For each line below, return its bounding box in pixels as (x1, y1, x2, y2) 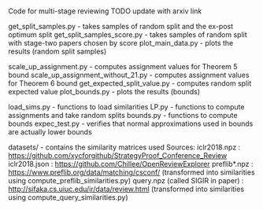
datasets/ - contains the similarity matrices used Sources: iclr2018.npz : (8, 142, 241, 152)
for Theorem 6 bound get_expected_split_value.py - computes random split (8, 79, 252, 88)
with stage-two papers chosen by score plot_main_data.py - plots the (8, 39, 234, 48)
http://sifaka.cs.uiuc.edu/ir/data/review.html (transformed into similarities (8, 184, 245, 194)
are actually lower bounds (8, 127, 92, 137)
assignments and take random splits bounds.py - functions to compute (8, 111, 238, 120)
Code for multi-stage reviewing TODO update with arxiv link (8, 6, 202, 16)
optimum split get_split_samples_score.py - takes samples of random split (8, 30, 248, 39)
